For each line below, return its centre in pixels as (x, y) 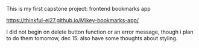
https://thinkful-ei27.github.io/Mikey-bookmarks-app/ (73, 20)
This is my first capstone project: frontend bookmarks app (78, 9)
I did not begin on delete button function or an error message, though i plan (100, 32)
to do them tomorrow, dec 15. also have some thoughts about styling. (92, 38)
